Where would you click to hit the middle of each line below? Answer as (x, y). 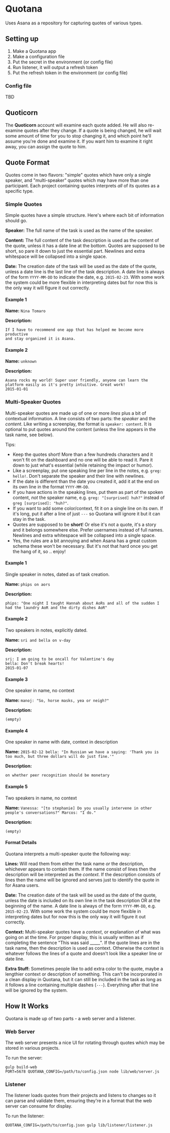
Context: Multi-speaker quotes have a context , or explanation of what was (83, 931)
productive (17, 335)
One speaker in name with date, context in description (61, 742)
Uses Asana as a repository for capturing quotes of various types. (74, 23)
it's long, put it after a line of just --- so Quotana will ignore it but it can (86, 514)
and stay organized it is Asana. (40, 339)
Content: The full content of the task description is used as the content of (82, 240)
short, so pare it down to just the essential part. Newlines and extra (75, 251)
